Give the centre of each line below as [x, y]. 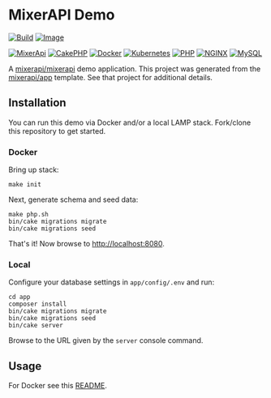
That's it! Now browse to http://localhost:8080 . [86, 244]
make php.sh [28, 215]
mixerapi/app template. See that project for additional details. [111, 77]
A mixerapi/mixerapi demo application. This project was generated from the [135, 68]
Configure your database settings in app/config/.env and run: [112, 282]
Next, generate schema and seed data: [73, 199]
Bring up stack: [34, 170]
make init [25, 185]
